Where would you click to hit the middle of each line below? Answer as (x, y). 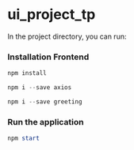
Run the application (46, 122)
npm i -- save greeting (45, 101)
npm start (24, 139)
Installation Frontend (48, 57)
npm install (27, 73)
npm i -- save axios (40, 88)
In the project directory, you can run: (67, 36)
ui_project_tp (52, 15)
